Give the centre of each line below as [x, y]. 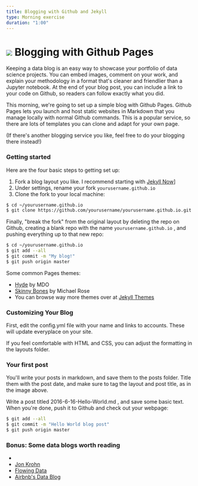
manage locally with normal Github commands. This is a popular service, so [98, 118]
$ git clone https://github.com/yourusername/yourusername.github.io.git [99, 210]
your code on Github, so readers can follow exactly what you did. [85, 94]
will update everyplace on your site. [49, 332]
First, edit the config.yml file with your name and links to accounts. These [95, 325]
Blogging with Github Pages [84, 52]
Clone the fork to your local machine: [60, 194]
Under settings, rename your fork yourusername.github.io [85, 188]
